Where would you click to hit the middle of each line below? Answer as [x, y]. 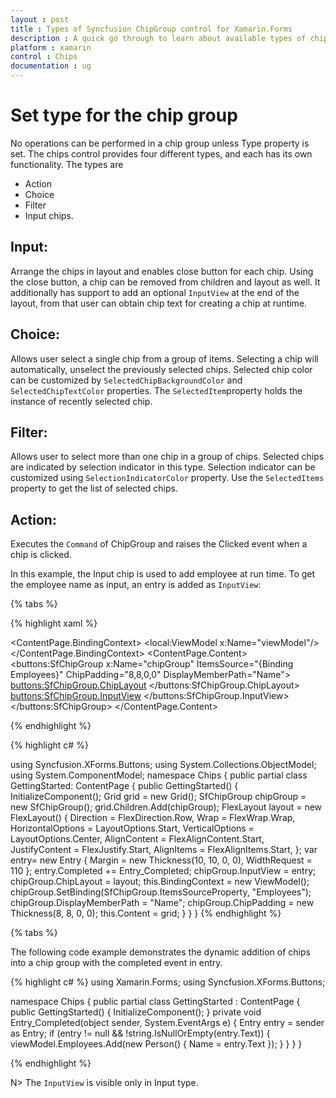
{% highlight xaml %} [54, 623]
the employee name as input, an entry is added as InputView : [136, 585]
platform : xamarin [51, 47]
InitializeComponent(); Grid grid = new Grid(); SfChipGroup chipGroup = [158, 797]
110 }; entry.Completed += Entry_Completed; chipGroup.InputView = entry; [163, 871]
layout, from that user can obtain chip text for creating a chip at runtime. [159, 303]
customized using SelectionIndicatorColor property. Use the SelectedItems [167, 478]
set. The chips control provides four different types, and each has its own [161, 153]
